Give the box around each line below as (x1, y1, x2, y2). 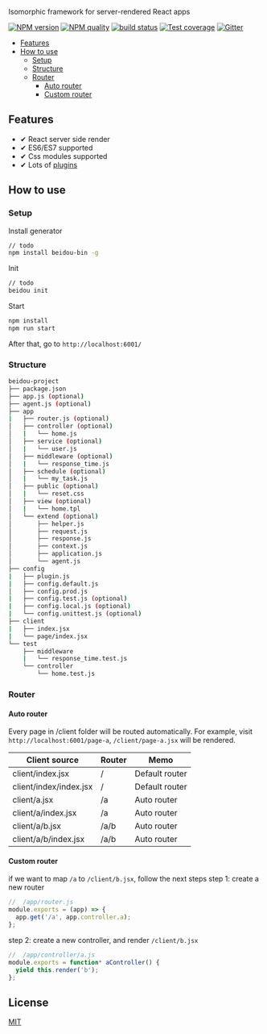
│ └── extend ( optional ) (8, 512, 99, 520)
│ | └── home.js (8, 430, 78, 438)
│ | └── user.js (8, 444, 78, 452)
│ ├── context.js (8, 542, 88, 551)
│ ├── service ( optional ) (8, 437, 103, 446)
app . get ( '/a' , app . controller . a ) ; (15, 913, 131, 922)
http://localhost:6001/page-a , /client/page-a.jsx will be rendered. (8, 736, 236, 745)
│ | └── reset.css (8, 490, 84, 498)
